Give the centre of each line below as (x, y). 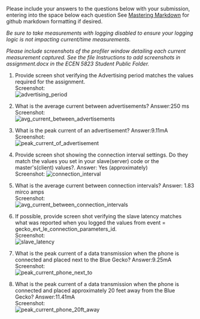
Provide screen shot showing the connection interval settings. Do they (101, 155)
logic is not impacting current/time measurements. (69, 39)
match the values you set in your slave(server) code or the (87, 161)
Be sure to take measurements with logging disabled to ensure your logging (100, 33)
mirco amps (29, 192)
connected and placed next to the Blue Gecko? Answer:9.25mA (93, 260)
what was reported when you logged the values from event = (90, 222)
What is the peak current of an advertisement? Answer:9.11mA (91, 130)
